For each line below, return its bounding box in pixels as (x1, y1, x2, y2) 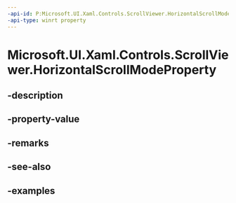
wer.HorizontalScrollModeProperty (7, 62, 217, 78)
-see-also (7, 161, 51, 173)
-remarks (7, 137, 49, 149)
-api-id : (7, 10, 33, 17)
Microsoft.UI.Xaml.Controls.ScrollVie (7, 47, 229, 63)
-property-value (7, 113, 80, 125)
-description (7, 90, 63, 101)
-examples (7, 185, 55, 197)
